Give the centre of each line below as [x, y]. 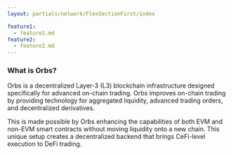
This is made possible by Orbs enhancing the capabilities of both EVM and [115, 122]
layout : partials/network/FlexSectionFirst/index [81, 14]
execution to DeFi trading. [45, 144]
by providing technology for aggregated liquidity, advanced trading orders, [115, 101]
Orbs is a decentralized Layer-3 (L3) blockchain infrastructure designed [111, 86]
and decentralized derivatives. [51, 108]
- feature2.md [34, 46]
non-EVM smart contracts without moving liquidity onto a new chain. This [113, 129]
